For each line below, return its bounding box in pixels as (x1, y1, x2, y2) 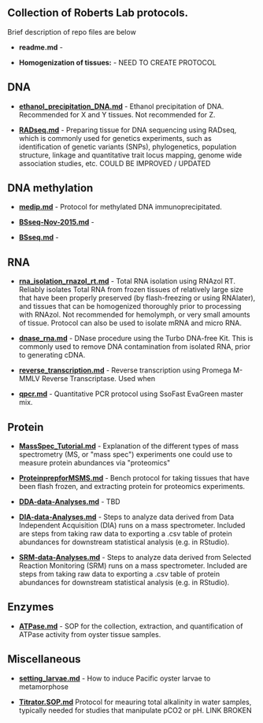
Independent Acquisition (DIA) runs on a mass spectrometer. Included (18, 521, 246, 530)
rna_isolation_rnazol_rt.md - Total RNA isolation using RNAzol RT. (18, 276, 235, 286)
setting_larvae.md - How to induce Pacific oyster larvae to (18, 673, 211, 683)
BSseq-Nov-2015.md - (18, 217, 95, 227)
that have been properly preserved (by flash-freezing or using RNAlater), (18, 293, 256, 302)
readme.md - (18, 43, 64, 52)
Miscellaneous (7, 653, 81, 666)
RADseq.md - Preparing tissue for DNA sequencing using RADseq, (18, 125, 237, 135)
